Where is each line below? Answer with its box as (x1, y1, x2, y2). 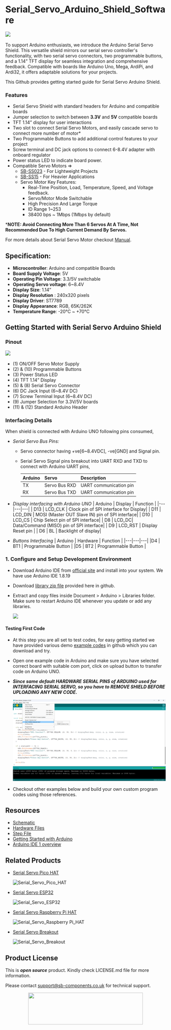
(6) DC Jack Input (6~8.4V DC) (12, 388, 78, 394)
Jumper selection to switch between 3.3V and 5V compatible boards (12, 114, 158, 120)
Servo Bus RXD (44, 482, 76, 488)
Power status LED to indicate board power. (12, 157, 102, 164)
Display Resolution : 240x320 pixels (12, 292, 90, 298)
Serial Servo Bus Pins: (12, 438, 60, 444)
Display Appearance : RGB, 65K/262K (12, 303, 93, 309)
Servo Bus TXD (44, 489, 76, 495)
